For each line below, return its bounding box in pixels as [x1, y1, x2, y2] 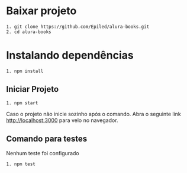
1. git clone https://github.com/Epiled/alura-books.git [6, 24, 150, 30]
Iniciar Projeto [6, 84, 59, 94]
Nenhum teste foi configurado [6, 149, 79, 156]
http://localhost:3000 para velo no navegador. [6, 117, 118, 124]
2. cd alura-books [6, 28, 51, 35]
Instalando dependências [6, 49, 134, 62]
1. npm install [6, 68, 44, 74]
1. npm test [6, 161, 36, 167]
